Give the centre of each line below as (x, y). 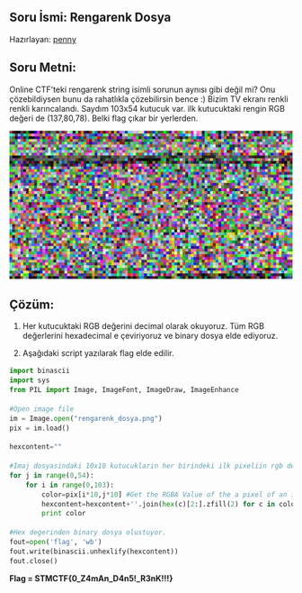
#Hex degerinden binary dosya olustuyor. (88, 533)
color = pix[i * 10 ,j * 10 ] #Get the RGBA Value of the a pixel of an (164, 494)
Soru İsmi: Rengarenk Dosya (90, 18)
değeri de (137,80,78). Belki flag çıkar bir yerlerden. (104, 118)
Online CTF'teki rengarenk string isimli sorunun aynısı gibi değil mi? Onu (142, 89)
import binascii (40, 371)
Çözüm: (32, 304)
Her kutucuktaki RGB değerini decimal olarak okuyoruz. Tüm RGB (143, 326)
